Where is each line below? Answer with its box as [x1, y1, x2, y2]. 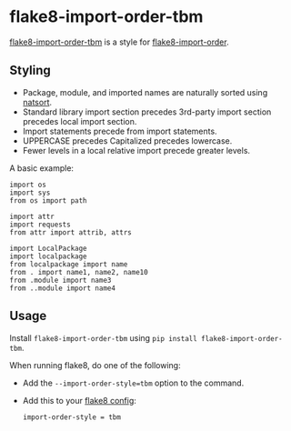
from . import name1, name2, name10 [9, 267, 148, 276]
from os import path [9, 195, 88, 205]
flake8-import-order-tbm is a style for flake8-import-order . [9, 36, 229, 47]
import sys [9, 188, 51, 197]
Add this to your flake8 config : [22, 395, 136, 406]
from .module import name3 [9, 276, 112, 285]
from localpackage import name [9, 259, 128, 269]
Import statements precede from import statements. [22, 125, 217, 136]
